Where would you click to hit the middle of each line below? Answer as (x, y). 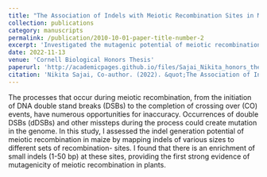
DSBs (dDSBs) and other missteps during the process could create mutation (133, 122)
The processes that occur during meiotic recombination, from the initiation (130, 97)
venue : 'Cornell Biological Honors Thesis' (81, 60)
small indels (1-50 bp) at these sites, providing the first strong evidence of (129, 156)
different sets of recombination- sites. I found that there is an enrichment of (132, 148)
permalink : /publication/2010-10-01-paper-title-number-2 (106, 38)
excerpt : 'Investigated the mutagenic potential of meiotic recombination (135, 45)
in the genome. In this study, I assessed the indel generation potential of (126, 131)
